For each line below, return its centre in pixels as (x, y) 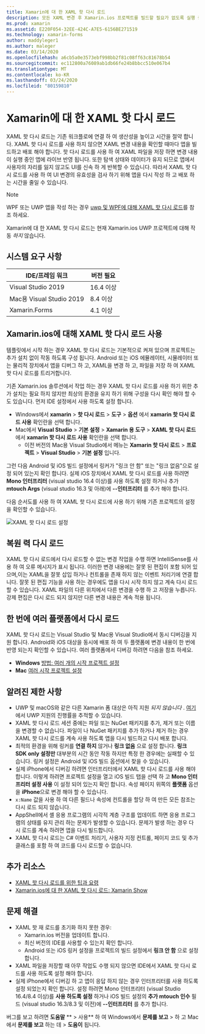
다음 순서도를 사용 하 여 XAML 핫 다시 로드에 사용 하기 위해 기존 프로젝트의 (95, 501)
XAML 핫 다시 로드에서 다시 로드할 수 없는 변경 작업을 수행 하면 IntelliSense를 (99, 559)
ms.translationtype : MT (37, 69)
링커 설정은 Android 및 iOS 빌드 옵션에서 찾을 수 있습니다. (102, 761)
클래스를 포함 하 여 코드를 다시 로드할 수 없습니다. (74, 845)
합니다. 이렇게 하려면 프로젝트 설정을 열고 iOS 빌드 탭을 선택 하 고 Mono (101, 776)
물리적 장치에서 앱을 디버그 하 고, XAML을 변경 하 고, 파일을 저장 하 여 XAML (104, 365)
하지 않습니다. (29, 235)
